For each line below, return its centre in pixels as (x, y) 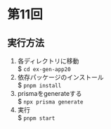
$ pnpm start (36, 118)
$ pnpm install (39, 85)
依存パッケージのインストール (60, 77)
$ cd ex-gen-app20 (44, 69)
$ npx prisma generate (50, 102)
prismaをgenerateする (50, 93)
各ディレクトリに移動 (48, 61)
